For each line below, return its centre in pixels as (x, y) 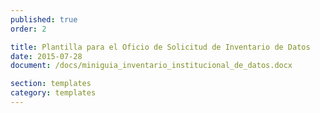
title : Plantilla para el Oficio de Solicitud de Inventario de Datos (160, 47)
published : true (44, 19)
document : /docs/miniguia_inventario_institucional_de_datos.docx (151, 66)
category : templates (53, 93)
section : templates (51, 84)
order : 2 (28, 29)
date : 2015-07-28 (46, 56)
